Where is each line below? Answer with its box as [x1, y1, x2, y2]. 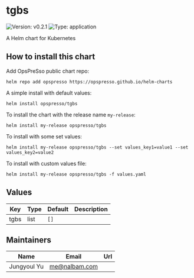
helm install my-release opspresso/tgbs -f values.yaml [6, 171, 146, 177]
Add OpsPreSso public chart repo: [6, 67, 90, 75]
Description [74, 205, 108, 213]
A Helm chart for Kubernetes [6, 34, 76, 41]
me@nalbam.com [49, 263, 98, 271]
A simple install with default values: [6, 89, 92, 96]
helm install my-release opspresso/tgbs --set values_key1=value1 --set [6, 144, 189, 150]
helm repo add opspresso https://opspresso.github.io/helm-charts [6, 79, 173, 85]
